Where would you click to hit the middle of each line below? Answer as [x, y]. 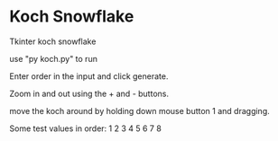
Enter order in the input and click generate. [89, 76]
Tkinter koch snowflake [53, 41]
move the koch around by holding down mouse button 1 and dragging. [140, 110]
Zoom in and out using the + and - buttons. [89, 93]
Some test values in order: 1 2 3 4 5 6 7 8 [86, 128]
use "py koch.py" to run [53, 58]
